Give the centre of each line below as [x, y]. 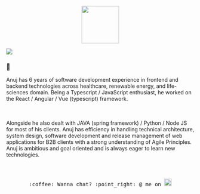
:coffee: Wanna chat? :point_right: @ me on [95, 184]
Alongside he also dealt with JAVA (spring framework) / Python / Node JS [97, 123]
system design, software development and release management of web [94, 136]
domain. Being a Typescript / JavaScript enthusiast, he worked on [111, 93]
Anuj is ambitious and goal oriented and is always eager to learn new [91, 149]
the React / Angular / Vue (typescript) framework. [67, 99]
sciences [17, 93]
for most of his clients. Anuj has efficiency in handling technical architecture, [100, 130]
